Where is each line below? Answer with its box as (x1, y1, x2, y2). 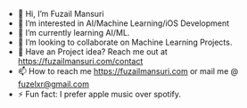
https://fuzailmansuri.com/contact (17, 56, 144, 66)
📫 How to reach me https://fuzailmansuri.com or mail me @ (17, 66, 239, 76)
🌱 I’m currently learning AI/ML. (17, 28, 130, 37)
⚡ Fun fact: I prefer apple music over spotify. (17, 89, 181, 99)
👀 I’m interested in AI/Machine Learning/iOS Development (17, 18, 230, 29)
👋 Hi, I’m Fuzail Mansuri (17, 9, 104, 19)
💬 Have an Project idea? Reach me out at (17, 46, 168, 57)
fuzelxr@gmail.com (17, 79, 89, 89)
